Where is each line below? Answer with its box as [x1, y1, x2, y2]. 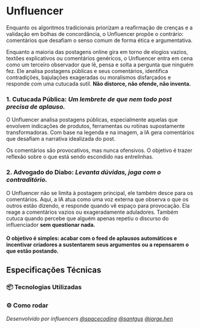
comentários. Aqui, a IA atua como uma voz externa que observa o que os [6, 196, 189, 203]
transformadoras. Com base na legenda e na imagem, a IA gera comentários [6, 129, 195, 136]
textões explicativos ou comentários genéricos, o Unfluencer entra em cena [6, 54, 193, 62]
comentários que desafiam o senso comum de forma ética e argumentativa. [6, 37, 193, 44]
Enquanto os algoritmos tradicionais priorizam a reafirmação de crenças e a [6, 24, 193, 31]
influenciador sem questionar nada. [6, 221, 96, 228]
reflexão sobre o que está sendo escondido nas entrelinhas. [6, 153, 154, 160]
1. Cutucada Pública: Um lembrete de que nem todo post [6, 95, 172, 103]
